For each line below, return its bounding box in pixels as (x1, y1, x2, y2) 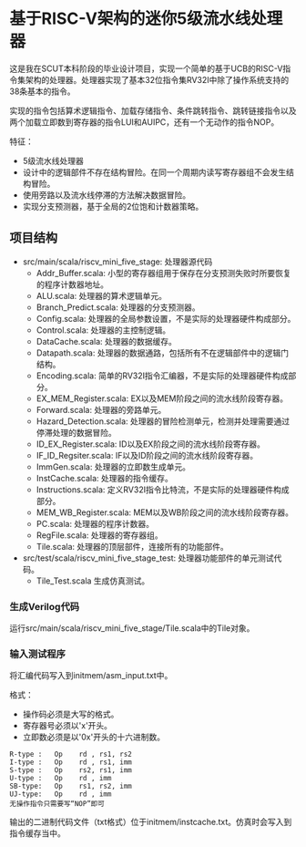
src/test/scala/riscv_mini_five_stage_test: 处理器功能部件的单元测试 (22, 553, 275, 563)
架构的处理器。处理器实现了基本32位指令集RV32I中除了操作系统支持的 (25, 74, 290, 85)
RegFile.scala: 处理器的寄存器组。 (36, 530, 163, 541)
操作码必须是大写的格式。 (22, 708, 119, 720)
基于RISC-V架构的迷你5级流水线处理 (9, 8, 283, 29)
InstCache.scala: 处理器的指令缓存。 (36, 472, 173, 483)
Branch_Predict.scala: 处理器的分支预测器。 (36, 302, 200, 313)
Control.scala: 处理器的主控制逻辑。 (36, 325, 171, 336)
